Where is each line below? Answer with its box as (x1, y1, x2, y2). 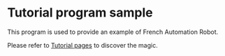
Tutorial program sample (7, 5, 153, 21)
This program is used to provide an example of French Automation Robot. (7, 28, 219, 36)
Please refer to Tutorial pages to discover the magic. (7, 41, 159, 49)
